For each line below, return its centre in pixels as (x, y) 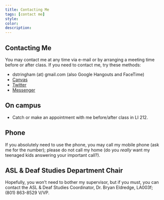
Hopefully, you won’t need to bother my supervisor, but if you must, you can (82, 182)
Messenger (24, 90)
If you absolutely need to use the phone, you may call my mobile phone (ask (82, 144)
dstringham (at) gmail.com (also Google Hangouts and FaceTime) (78, 74)
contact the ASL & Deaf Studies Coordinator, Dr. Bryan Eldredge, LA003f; (79, 188)
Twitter (19, 85)
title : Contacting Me (27, 10)
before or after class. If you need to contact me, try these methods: (73, 65)
